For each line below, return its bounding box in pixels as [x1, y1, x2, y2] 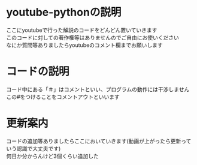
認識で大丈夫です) [16, 145, 61, 152]
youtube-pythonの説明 [6, 5, 122, 19]
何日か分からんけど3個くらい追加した [6, 152, 99, 160]
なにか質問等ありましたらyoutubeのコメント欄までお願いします [6, 41, 163, 49]
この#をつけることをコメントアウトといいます [6, 93, 120, 100]
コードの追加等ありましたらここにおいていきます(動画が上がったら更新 [6, 137, 181, 145]
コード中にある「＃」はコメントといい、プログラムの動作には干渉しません [6, 85, 190, 93]
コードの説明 [6, 65, 70, 79]
